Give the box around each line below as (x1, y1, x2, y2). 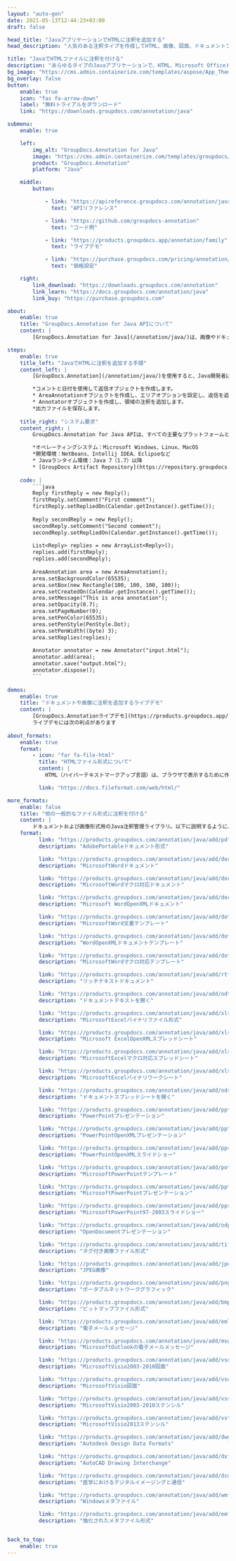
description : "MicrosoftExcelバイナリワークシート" (38, 1074, 183, 1081)
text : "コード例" (51, 223, 98, 231)
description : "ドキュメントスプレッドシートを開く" (38, 1093, 176, 1100)
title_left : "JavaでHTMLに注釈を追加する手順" (20, 359, 147, 366)
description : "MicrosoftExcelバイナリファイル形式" (38, 1016, 183, 1023)
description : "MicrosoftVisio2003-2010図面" (38, 1363, 169, 1371)
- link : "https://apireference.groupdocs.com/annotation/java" (44, 198, 234, 205)
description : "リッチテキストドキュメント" (38, 977, 155, 985)
